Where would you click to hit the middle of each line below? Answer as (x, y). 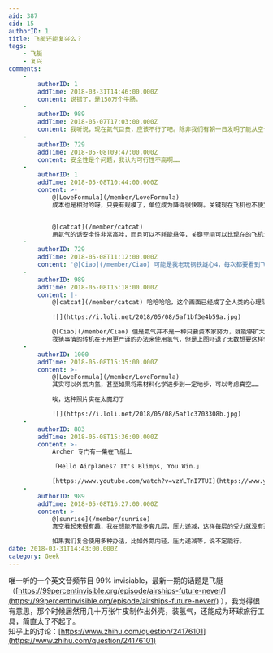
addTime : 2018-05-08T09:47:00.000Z (98, 152)
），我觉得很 (240, 601)
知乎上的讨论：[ (35, 631)
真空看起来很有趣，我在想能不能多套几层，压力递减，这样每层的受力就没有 (158, 527)
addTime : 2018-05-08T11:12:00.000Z (98, 257)
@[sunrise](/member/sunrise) (101, 519)
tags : (17, 46)
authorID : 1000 (63, 355)
